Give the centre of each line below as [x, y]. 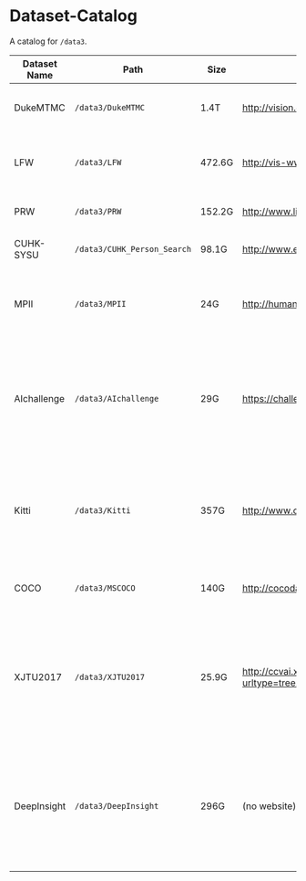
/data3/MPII [100, 304]
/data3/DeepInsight [117, 806]
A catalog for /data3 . [48, 41]
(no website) [269, 806]
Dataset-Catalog [74, 16]
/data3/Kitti [102, 510]
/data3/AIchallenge [117, 399]
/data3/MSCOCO [105, 588]
